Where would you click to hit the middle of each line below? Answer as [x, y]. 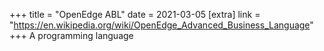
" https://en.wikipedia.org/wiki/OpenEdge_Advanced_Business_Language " [161, 25]
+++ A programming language [71, 35]
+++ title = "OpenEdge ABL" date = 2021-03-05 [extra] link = [135, 14]
